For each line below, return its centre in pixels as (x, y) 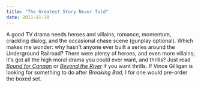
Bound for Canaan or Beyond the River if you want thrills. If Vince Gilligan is (100, 66)
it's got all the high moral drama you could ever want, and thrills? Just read (98, 60)
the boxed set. (24, 79)
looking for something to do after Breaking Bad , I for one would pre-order (97, 72)
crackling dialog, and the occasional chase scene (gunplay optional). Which (100, 41)
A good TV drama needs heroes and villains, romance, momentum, (89, 34)
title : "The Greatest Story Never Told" (58, 12)
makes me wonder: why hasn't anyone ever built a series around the (91, 47)
